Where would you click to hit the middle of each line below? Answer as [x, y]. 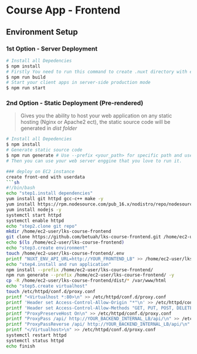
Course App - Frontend [63, 10]
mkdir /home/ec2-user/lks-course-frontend [59, 232]
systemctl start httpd [34, 215]
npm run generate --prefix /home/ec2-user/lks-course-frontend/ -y [90, 275]
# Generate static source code [44, 150]
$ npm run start [26, 88]
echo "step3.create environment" [47, 248]
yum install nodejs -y [34, 210]
